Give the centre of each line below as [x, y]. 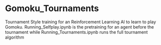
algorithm [15, 37]
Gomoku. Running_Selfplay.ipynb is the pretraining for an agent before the [80, 27]
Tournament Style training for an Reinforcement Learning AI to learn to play [80, 22]
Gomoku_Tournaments [52, 8]
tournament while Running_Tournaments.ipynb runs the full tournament [76, 32]
